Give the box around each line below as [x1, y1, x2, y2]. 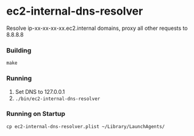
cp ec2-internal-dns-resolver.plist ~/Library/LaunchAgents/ [6, 123, 165, 129]
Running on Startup [6, 110, 65, 118]
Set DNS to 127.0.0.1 [15, 88, 65, 95]
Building [6, 46, 32, 54]
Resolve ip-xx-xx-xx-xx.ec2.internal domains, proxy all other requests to [6, 24, 188, 32]
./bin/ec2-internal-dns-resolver [15, 96, 101, 102]
